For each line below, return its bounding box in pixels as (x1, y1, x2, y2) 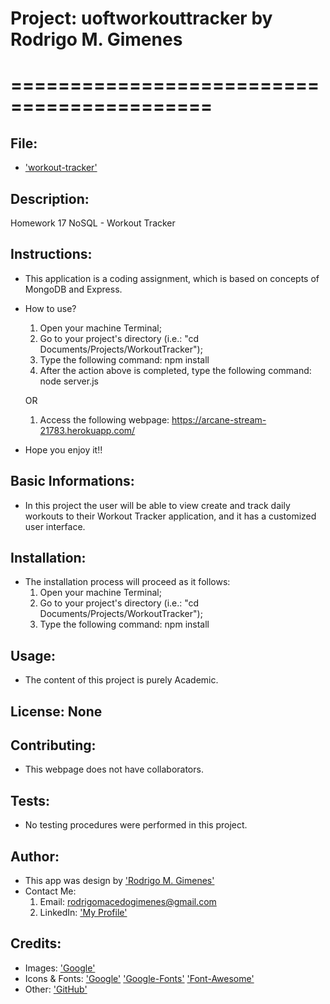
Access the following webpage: (39, 413, 170, 426)
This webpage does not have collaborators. (24, 763, 204, 776)
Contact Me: (24, 885, 77, 897)
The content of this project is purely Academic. (24, 674, 219, 686)
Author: (10, 848, 60, 865)
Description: (10, 190, 90, 207)
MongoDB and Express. (24, 283, 123, 295)
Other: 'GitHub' (24, 983, 88, 995)
